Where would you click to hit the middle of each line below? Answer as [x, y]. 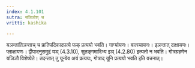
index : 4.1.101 [25, 12]
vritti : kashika [26, 23]
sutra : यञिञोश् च [25, 17]
